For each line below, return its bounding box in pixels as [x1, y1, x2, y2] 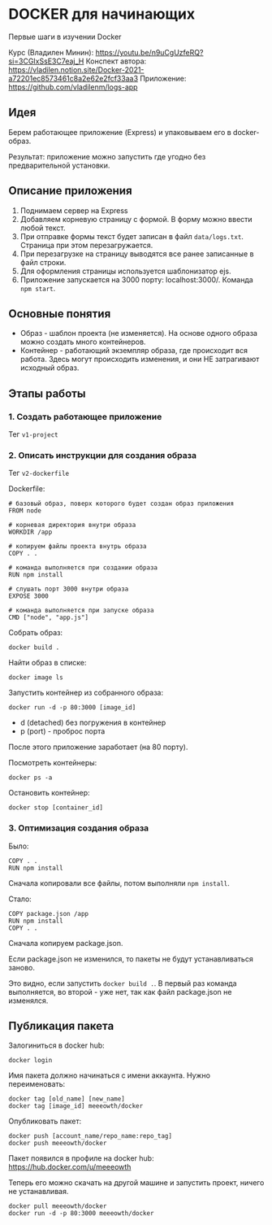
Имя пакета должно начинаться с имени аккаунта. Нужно [8, 1070, 211, 1080]
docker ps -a [8, 774, 53, 782]
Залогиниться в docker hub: [8, 1040, 106, 1050]
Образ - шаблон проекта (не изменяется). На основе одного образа [19, 329, 258, 338]
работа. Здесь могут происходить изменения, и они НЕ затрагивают [19, 355, 260, 364]
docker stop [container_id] [8, 804, 104, 812]
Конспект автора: [85, 56, 147, 66]
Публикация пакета [8, 1019, 114, 1033]
